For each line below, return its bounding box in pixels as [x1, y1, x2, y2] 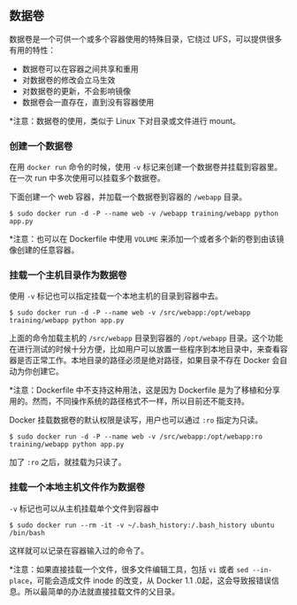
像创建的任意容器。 [9, 244, 80, 255]
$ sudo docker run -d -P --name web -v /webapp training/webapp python [9, 209, 278, 219]
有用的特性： [9, 44, 56, 55]
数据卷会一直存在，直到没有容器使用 [21, 97, 155, 107]
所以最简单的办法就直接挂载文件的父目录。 [24, 586, 179, 596]
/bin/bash [9, 528, 46, 538]
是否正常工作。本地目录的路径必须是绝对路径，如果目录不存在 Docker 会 [16, 355, 280, 366]
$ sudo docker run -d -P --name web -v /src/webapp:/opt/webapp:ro [9, 432, 263, 441]
